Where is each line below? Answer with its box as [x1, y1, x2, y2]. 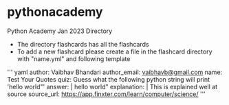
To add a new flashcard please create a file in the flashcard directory [17, 47, 212, 56]
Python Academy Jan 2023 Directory [7, 27, 113, 35]
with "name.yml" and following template [17, 54, 131, 62]
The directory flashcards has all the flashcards [17, 40, 149, 48]
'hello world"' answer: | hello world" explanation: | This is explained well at [7, 82, 218, 91]
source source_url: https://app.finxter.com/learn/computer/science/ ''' [7, 90, 206, 98]
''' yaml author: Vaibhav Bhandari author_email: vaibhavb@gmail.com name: [7, 68, 223, 76]
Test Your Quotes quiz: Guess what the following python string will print [7, 75, 210, 83]
